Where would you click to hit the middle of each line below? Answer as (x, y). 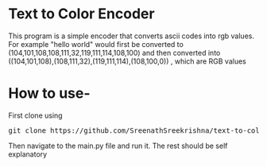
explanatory (28, 154)
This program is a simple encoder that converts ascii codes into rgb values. (131, 36)
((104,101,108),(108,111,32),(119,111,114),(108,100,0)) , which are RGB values (127, 61)
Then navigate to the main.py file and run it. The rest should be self (118, 146)
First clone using (35, 115)
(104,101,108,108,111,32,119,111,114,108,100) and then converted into (114, 52)
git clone (27, 130)
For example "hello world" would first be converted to (96, 44)
